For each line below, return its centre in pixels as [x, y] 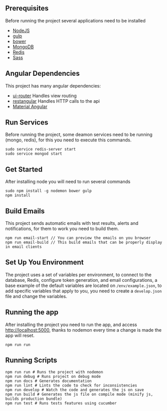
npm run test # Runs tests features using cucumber [61, 403]
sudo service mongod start [34, 154]
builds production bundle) [34, 399]
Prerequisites [27, 8]
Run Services [27, 122]
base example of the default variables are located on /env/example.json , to [83, 285]
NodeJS [21, 31]
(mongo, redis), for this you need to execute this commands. [69, 140]
